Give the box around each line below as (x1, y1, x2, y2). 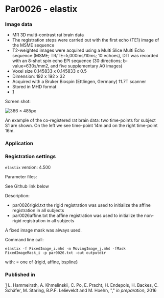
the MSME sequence (12, 43, 55, 48)
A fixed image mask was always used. (5, 227, 82, 233)
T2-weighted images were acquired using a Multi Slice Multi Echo (12, 47, 145, 53)
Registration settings (5, 153, 56, 160)
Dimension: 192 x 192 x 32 (12, 73, 65, 79)
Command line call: (5, 236, 44, 242)
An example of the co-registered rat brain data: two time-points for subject (5, 117, 156, 123)
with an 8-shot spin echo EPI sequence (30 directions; (12, 58, 122, 64)
